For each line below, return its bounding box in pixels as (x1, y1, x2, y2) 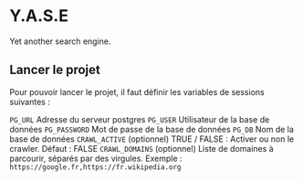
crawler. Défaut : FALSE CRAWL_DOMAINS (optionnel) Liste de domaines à (9, 143, 274, 154)
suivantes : (9, 96, 50, 107)
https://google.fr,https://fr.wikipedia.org (9, 162, 182, 172)
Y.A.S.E (9, 5, 68, 27)
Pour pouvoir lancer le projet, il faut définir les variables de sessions (9, 86, 265, 97)
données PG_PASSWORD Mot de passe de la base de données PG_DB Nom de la (9, 123, 295, 134)
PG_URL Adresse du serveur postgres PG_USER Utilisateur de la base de (9, 113, 270, 124)
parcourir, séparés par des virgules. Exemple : (9, 153, 183, 164)
